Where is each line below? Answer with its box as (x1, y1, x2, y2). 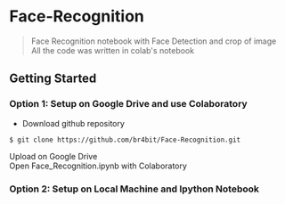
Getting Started (9, 71, 97, 86)
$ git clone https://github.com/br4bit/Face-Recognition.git (9, 135, 241, 144)
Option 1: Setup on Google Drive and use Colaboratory (9, 98, 248, 110)
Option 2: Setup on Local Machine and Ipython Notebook (9, 183, 260, 195)
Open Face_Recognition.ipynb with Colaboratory (9, 160, 187, 171)
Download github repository (21, 118, 125, 128)
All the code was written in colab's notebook (30, 45, 194, 55)
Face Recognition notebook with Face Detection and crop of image (30, 36, 277, 46)
